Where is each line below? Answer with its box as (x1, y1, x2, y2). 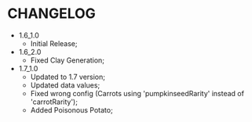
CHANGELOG (7, 5, 96, 23)
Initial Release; (30, 38, 78, 48)
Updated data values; (30, 80, 100, 90)
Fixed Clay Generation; (30, 56, 105, 65)
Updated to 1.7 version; (30, 72, 105, 81)
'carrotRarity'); (30, 97, 78, 106)
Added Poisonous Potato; (30, 105, 113, 114)
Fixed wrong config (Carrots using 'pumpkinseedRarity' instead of (30, 88, 245, 98)
